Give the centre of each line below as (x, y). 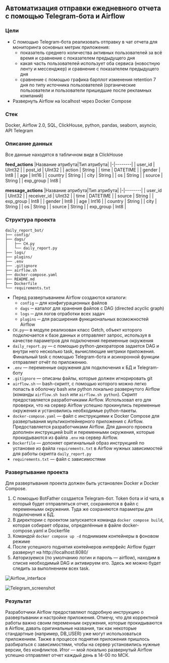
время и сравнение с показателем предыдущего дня (77, 58)
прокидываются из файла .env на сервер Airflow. (65, 437)
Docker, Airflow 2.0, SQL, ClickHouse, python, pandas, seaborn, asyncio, (81, 125)
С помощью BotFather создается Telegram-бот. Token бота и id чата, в (88, 498)
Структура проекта (31, 220)
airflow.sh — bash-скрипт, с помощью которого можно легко (79, 383)
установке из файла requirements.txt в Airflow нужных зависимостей (88, 448)
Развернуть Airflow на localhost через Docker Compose (72, 101)
